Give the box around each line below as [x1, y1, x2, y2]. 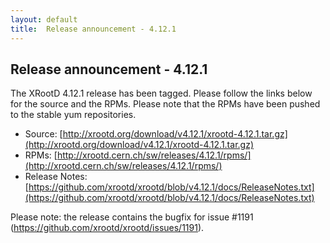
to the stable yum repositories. [10, 109, 137, 121]
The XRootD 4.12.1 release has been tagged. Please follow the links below [10, 87, 313, 100]
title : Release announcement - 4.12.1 [10, 24, 177, 34]
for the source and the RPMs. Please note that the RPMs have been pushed [10, 98, 321, 110]
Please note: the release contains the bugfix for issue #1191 [10, 211, 254, 223]
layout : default [10, 14, 78, 25]
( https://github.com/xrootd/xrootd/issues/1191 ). [10, 222, 205, 234]
